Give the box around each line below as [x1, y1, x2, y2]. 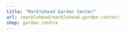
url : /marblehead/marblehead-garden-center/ [6, 14, 121, 20]
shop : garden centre [6, 20, 59, 26]
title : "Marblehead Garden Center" [6, 8, 96, 15]
